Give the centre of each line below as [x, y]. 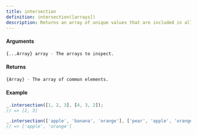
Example [17, 93]
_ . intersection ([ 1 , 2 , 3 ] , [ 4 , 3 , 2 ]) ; [55, 105]
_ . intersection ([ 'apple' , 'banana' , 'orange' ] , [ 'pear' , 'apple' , [89, 121]
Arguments [20, 41]
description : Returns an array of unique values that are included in [94, 22]
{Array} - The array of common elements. [57, 79]
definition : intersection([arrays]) [51, 17]
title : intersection [31, 11]
